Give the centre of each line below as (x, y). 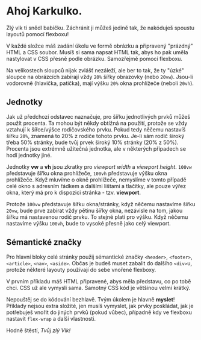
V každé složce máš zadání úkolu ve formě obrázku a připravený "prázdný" (100, 46)
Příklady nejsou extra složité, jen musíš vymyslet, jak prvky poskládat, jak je (100, 306)
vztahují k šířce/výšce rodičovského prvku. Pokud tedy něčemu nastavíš (96, 129)
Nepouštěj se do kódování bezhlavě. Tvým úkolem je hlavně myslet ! (91, 299)
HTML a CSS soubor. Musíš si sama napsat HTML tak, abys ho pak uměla (97, 52)
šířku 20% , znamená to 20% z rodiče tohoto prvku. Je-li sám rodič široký (95, 136)
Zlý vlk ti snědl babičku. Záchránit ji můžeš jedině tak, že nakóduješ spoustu (100, 28)
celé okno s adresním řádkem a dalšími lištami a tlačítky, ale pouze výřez (96, 186)
